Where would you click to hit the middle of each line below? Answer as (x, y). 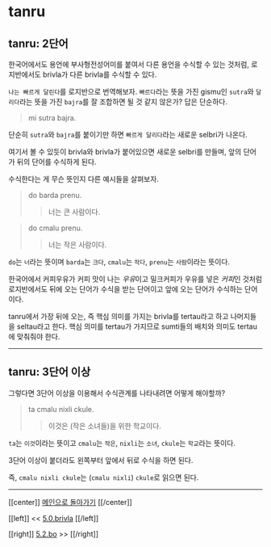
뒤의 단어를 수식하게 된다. (56, 162)
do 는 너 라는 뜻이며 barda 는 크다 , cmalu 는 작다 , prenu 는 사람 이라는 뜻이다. (119, 262)
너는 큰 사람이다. (74, 212)
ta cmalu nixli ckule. (61, 409)
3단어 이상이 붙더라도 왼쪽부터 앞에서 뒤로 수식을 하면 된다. (101, 460)
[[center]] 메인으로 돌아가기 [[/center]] (71, 502)
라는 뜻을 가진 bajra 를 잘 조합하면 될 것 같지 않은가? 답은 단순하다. (123, 102)
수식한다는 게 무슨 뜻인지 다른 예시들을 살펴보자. (84, 179)
